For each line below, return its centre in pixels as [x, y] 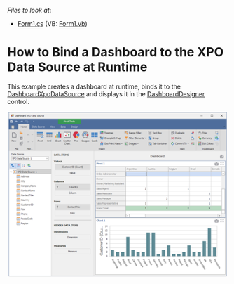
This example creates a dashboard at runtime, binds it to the [94, 86]
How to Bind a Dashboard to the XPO [116, 52]
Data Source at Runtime [77, 67]
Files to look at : [29, 10]
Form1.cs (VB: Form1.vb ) [52, 24]
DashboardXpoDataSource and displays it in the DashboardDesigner [106, 93]
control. [19, 101]
